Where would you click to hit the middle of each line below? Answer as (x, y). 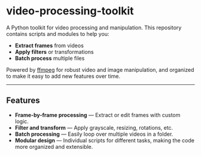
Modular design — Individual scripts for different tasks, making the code (104, 140)
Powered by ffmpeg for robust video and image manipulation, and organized (100, 69)
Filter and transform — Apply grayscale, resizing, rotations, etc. (94, 127)
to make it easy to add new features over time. (63, 76)
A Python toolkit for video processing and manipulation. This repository (94, 27)
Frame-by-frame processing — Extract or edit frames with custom (98, 115)
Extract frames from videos (49, 45)
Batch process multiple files (50, 58)
